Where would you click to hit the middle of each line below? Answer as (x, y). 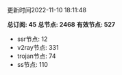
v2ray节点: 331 (38, 47)
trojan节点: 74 (36, 56)
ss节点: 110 (32, 64)
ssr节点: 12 (32, 39)
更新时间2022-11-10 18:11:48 (47, 10)
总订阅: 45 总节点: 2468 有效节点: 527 (61, 25)
